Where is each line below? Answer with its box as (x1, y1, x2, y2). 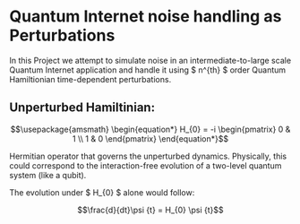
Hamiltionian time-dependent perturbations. (9, 73, 172, 84)
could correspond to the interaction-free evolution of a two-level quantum (9, 159, 282, 171)
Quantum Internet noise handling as (9, 6, 282, 27)
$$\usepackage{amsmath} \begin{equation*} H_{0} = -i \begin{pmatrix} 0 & (10, 124, 291, 134)
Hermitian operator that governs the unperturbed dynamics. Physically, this (9, 151, 287, 161)
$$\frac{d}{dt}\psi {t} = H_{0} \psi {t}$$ (77, 204, 224, 215)
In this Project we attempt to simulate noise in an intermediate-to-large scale (9, 55, 292, 65)
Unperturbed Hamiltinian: (9, 100, 155, 116)
